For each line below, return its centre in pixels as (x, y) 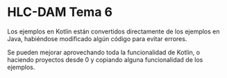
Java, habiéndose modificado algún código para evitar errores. (97, 38)
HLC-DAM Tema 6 (60, 12)
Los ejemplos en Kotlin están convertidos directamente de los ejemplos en (113, 31)
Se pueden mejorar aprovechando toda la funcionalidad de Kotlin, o (103, 52)
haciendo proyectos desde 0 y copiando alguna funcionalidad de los (105, 59)
